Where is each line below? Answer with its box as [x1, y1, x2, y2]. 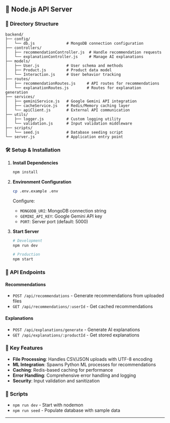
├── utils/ [5, 112, 28, 117]
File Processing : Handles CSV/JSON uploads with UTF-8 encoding [12, 356, 153, 362]
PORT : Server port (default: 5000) [20, 218, 89, 224]
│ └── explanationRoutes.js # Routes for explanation [5, 85, 142, 90]
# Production [12, 252, 40, 257]
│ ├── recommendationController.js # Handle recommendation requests [5, 49, 162, 55]
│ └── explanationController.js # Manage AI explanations [5, 54, 144, 59]
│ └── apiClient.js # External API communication [5, 107, 130, 112]
